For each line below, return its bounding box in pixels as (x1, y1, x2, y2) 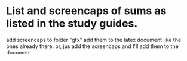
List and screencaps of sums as (6, 4, 167, 18)
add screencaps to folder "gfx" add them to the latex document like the (6, 36, 182, 43)
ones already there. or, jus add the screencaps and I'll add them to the (6, 43, 179, 50)
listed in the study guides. (6, 17, 138, 30)
